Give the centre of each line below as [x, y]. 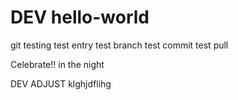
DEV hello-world [80, 17]
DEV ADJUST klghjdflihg [61, 83]
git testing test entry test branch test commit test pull [119, 45]
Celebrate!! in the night [57, 64]
